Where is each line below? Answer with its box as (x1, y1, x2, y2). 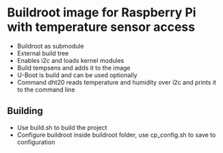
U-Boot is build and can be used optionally (16, 70, 138, 79)
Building (7, 105, 43, 117)
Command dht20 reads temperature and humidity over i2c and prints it (16, 78, 217, 86)
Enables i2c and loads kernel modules (16, 56, 124, 64)
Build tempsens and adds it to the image (16, 64, 131, 72)
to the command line (16, 85, 75, 94)
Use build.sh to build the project (16, 123, 107, 131)
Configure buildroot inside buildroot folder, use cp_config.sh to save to (16, 130, 216, 139)
